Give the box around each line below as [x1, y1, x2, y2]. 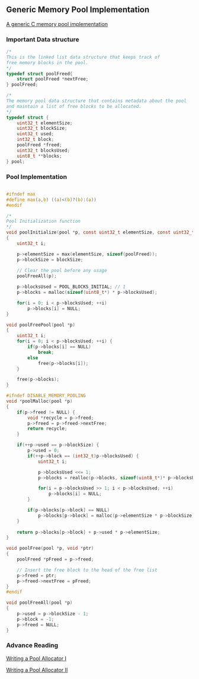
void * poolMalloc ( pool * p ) [6, 398, 73, 405]
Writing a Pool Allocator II [6, 666, 68, 673]
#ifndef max [6, 191, 36, 197]
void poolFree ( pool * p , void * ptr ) [6, 545, 94, 552]
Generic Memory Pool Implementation [6, 5, 150, 15]
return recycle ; [27, 426, 68, 432]
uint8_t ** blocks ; [17, 153, 62, 159]
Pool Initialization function [6, 219, 81, 225]
